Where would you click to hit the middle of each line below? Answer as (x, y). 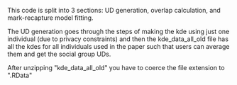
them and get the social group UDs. (59, 54)
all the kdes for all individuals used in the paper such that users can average (118, 46)
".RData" (20, 75)
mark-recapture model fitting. (50, 18)
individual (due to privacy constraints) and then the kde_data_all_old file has (118, 39)
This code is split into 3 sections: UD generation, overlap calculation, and (114, 10)
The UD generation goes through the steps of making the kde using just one (118, 32)
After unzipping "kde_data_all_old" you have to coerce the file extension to (116, 68)
